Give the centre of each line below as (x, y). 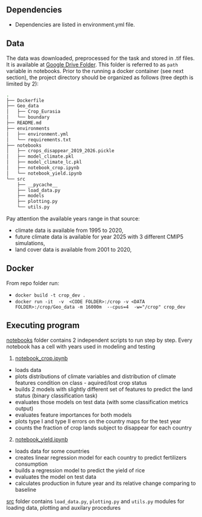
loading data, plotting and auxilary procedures (64, 507)
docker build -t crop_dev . (50, 295)
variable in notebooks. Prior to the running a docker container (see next (95, 71)
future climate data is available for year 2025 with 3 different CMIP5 (99, 237)
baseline (26, 489)
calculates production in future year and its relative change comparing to (105, 483)
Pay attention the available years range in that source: (73, 219)
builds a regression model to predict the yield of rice (80, 470)
